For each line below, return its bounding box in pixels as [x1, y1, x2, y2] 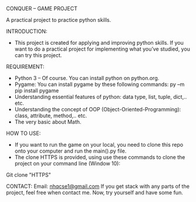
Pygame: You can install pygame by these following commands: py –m [14, 81, 185, 88]
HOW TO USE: [6, 130, 41, 137]
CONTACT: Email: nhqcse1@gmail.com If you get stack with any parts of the [6, 183, 190, 190]
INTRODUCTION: [6, 28, 48, 35]
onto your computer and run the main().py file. [14, 147, 127, 154]
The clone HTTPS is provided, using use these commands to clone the [14, 154, 185, 161]
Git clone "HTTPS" [6, 171, 51, 178]
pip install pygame [14, 87, 59, 94]
